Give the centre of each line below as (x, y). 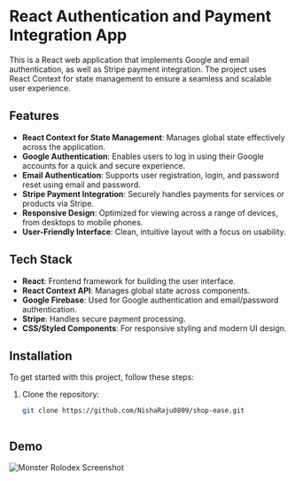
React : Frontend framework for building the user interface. (129, 280)
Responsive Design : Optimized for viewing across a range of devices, (150, 213)
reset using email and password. (82, 185)
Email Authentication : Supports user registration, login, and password (151, 175)
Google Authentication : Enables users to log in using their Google (143, 156)
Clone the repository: (61, 394)
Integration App (68, 35)
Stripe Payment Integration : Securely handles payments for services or (153, 193)
